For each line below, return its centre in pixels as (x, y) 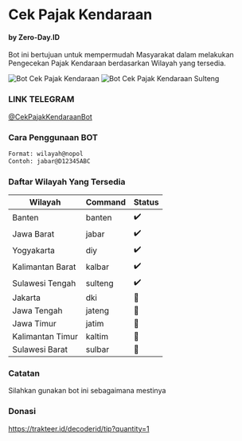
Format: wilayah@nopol (46, 154)
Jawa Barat (33, 234)
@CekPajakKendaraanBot (51, 116)
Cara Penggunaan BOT (53, 137)
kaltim (97, 337)
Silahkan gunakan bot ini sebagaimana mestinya (87, 391)
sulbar (98, 349)
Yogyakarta (34, 250)
